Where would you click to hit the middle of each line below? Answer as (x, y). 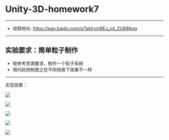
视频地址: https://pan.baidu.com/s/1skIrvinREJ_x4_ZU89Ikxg (75, 28)
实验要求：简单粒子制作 (41, 50)
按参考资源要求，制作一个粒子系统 (48, 63)
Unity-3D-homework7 (52, 9)
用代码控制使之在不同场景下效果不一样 (52, 69)
